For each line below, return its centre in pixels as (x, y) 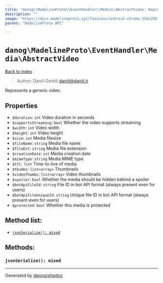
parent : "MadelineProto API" (34, 23)
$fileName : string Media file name (46, 143)
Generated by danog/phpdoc (34, 275)
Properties (21, 106)
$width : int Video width (36, 128)
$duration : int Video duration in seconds (53, 117)
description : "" (21, 14)
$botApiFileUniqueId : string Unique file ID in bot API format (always (80, 195)
